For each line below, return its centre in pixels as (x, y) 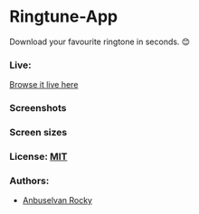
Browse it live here (44, 85)
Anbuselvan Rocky (57, 200)
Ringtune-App (64, 17)
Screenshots (38, 108)
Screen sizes (38, 133)
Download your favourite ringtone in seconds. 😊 (100, 42)
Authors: (29, 181)
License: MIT (38, 157)
